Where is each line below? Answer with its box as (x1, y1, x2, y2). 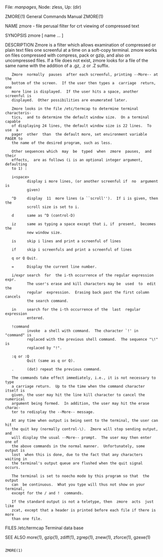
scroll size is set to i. (26, 205, 80, 209)
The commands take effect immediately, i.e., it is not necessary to (11, 375, 156, 380)
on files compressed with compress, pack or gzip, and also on (5, 52, 130, 58)
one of (5, 439, 19, 444)
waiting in (5, 456, 27, 461)
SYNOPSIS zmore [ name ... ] (5, 33, 63, 38)
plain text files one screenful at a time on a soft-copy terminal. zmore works (5, 47, 157, 53)
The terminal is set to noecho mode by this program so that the (11, 474, 150, 478)
